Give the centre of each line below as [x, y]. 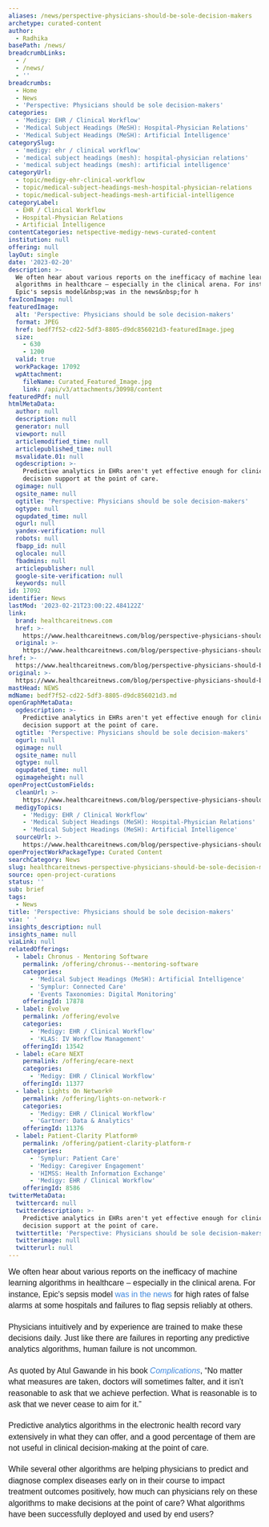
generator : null [42, 427]
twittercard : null [46, 1203]
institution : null [39, 240]
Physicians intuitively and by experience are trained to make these [125, 1327]
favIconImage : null [41, 300]
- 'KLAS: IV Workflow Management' [87, 1039]
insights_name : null [43, 934]
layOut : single [34, 255]
